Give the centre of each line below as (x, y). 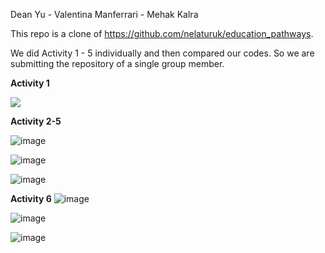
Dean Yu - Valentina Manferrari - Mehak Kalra (104, 14)
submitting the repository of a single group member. (117, 63)
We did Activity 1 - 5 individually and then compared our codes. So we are (162, 53)
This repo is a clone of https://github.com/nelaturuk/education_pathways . (162, 33)
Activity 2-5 (36, 121)
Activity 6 (31, 198)
